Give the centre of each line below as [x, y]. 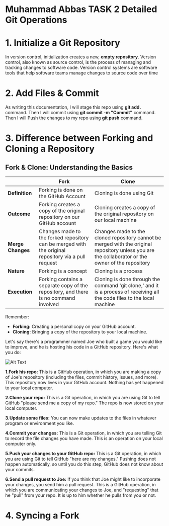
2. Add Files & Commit [52, 93]
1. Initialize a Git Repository [63, 43]
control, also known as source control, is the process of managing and [78, 62]
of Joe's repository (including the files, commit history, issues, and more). [81, 377]
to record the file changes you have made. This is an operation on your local [84, 439]
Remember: [17, 317]
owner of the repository [122, 263]
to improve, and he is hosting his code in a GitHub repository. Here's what [82, 347]
